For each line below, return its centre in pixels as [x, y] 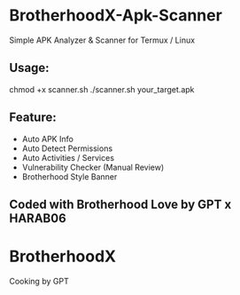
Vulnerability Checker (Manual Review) [93, 167]
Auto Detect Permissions [67, 148]
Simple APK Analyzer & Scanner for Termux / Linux [102, 40]
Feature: [33, 118]
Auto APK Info [47, 139]
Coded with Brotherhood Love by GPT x [120, 204]
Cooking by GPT [39, 281]
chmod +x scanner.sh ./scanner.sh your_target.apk [102, 89]
